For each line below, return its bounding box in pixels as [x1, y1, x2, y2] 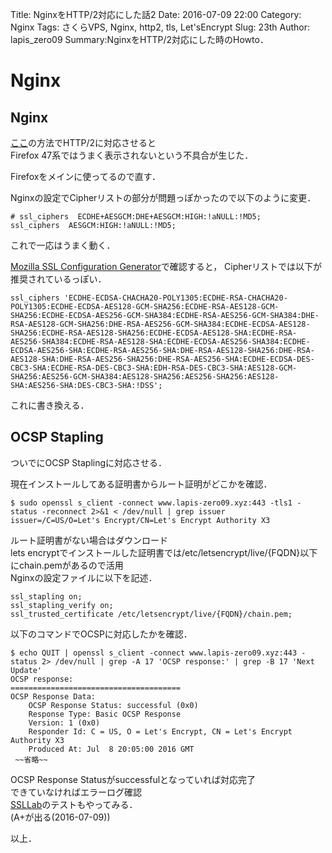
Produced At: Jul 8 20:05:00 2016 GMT [28, 744, 195, 754]
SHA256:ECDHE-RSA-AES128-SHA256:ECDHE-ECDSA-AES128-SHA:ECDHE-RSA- [10, 328, 298, 338]
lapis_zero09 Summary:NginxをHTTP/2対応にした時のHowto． [10, 34, 269, 45]
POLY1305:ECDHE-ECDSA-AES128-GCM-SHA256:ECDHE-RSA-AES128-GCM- [10, 302, 280, 312]
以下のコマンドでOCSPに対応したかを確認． [10, 628, 193, 640]
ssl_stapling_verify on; [10, 600, 114, 610]
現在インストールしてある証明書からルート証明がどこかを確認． [10, 478, 273, 490]
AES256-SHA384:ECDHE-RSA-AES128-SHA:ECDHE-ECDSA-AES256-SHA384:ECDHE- [10, 337, 311, 347]
